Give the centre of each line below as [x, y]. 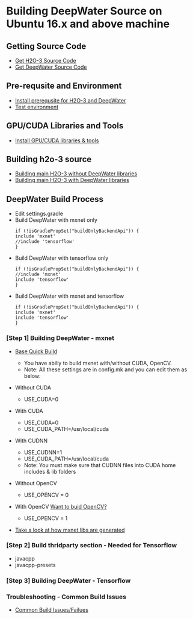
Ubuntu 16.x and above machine [88, 24]
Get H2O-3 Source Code [45, 61]
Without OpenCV [36, 483]
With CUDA [29, 410]
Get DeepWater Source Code [51, 67]
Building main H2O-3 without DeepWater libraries [76, 174]
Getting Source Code [46, 46]
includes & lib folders [50, 471]
